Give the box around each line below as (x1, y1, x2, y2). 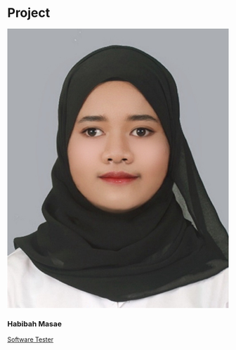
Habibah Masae (7, 319, 62, 329)
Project (7, 5, 51, 21)
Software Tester (7, 335, 54, 344)
